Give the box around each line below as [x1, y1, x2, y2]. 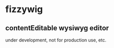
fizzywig [5, 4, 43, 15]
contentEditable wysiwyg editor [5, 24, 109, 32]
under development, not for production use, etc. [5, 37, 106, 43]
